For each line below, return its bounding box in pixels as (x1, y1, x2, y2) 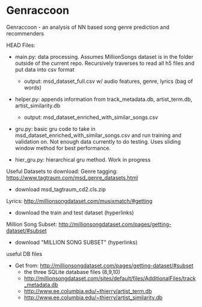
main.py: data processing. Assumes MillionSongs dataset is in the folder (14, 53, 194, 60)
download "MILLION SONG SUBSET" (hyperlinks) (14, 239, 138, 246)
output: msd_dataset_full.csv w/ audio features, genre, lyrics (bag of (23, 78, 194, 85)
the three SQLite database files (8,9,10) (23, 268, 120, 275)
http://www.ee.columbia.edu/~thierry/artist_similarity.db (23, 294, 163, 301)
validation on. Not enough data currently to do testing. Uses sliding (14, 138, 181, 145)
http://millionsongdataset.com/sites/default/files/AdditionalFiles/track (23, 275, 196, 282)
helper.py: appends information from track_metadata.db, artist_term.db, (14, 96, 192, 103)
